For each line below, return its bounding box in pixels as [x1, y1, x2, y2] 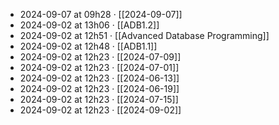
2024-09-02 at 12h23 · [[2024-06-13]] [19, 72, 180, 84]
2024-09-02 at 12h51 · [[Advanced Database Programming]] [19, 30, 270, 41]
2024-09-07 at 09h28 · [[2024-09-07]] [19, 9, 183, 20]
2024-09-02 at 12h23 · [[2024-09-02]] [19, 104, 182, 116]
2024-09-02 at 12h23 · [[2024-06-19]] [19, 83, 180, 94]
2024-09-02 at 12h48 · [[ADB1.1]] [19, 40, 158, 52]
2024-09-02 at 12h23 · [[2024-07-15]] [19, 94, 179, 105]
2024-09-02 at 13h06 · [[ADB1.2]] [19, 19, 160, 31]
